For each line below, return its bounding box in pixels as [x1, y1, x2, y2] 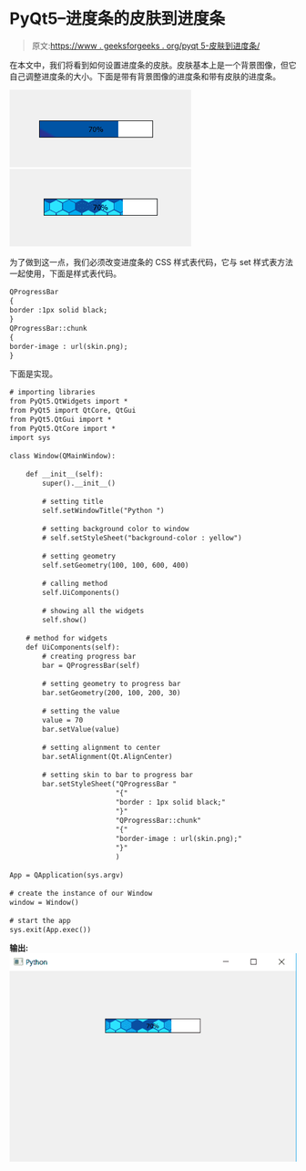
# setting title [42, 497, 104, 506]
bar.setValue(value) [42, 724, 120, 734]
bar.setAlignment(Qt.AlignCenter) [42, 752, 173, 761]
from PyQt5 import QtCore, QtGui [9, 406, 137, 415]
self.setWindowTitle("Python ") [42, 506, 166, 515]
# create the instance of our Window [9, 889, 153, 898]
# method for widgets [25, 633, 107, 642]
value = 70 [42, 715, 84, 724]
